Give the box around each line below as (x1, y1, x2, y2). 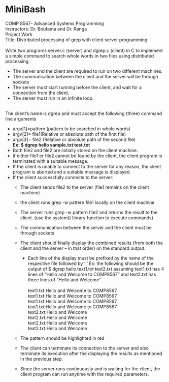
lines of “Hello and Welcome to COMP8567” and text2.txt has (27, 271, 156, 277)
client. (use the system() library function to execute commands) (20, 215, 153, 221)
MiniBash (5, 4, 46, 15)
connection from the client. (12, 90, 70, 96)
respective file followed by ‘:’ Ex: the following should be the (27, 260, 154, 267)
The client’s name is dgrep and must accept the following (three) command (5, 110, 162, 116)
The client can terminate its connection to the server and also (20, 345, 149, 351)
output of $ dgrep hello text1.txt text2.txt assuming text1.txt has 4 (27, 266, 164, 272)
